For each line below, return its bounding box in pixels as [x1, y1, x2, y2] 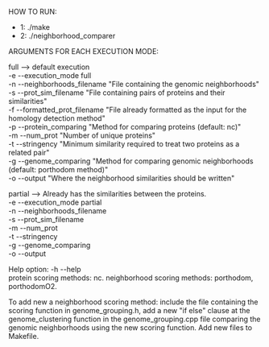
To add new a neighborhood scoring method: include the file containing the [8, 297, 259, 307]
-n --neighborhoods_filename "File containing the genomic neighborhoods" [8, 80, 260, 89]
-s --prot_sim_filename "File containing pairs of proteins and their [8, 88, 226, 97]
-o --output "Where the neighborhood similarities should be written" [8, 173, 235, 183]
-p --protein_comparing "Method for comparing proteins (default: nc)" [8, 122, 242, 131]
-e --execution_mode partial [8, 197, 102, 207]
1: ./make [19, 23, 51, 31]
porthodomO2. [8, 282, 58, 291]
